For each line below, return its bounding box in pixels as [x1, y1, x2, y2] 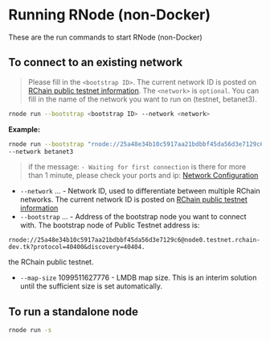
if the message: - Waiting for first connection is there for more [27, 162, 247, 172]
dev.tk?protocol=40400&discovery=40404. [8, 243, 146, 252]
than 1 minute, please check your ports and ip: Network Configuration [27, 171, 259, 181]
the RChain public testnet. [8, 257, 94, 267]
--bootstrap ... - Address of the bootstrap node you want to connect [19, 212, 247, 222]
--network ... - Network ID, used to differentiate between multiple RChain [19, 186, 260, 196]
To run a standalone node [8, 305, 139, 318]
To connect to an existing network [8, 56, 183, 69]
